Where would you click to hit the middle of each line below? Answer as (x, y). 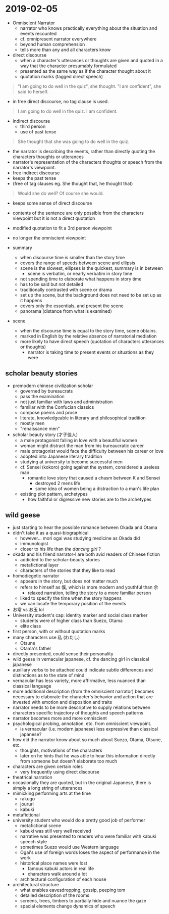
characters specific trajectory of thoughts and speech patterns (78, 712)
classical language (32, 686)
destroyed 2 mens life (58, 483)
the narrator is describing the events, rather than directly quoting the (84, 151)
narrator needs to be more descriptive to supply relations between (81, 707)
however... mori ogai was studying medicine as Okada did (80, 538)
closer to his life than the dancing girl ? (61, 549)
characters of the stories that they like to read (67, 570)
